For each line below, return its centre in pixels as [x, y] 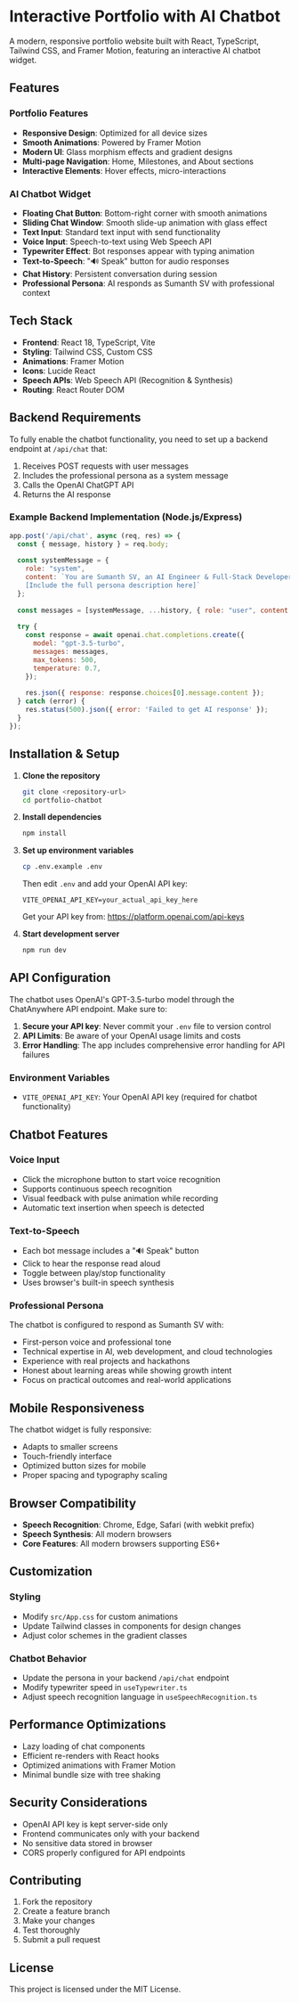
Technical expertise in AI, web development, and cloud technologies [147, 1352]
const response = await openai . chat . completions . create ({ [135, 635]
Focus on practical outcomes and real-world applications [126, 1380]
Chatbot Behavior [48, 1658]
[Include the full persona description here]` [113, 585]
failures [36, 1054]
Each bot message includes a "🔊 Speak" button [110, 1251]
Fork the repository [57, 1902]
